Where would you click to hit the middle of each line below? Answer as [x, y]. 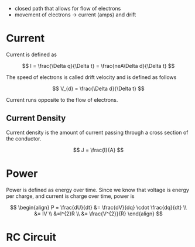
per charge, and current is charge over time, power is [70, 196]
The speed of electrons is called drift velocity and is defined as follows [91, 77]
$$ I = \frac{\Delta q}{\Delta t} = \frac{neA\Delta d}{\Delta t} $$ [98, 66]
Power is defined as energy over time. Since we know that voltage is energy [97, 190]
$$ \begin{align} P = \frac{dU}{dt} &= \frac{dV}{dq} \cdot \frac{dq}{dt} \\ [98, 207]
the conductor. [24, 138]
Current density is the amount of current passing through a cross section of [97, 132]
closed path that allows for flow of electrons [68, 8]
